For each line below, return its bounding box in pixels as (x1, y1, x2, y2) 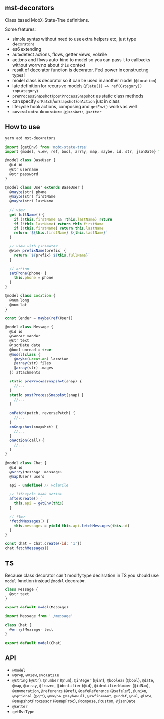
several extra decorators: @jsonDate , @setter (12, 109, 102, 114)
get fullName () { (9, 212, 45, 217)
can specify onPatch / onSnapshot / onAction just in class (12, 98, 120, 104)
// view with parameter (9, 244, 58, 249)
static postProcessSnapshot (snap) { (9, 392, 84, 398)
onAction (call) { (9, 438, 45, 443)
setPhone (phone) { (9, 271, 47, 276)
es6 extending (12, 46, 41, 52)
